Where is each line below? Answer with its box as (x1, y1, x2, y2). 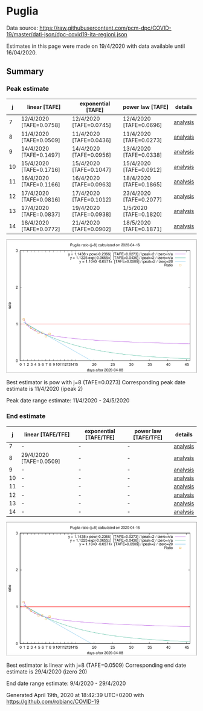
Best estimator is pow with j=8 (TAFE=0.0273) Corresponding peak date (6, 379, 186, 386)
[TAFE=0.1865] (123, 181, 163, 188)
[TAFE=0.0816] (21, 195, 60, 203)
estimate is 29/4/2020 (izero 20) (6, 667, 88, 675)
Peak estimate (6, 85, 50, 93)
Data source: (6, 24, 38, 31)
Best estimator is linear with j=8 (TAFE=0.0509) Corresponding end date (6, 661, 187, 669)
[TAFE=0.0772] (21, 226, 60, 233)
